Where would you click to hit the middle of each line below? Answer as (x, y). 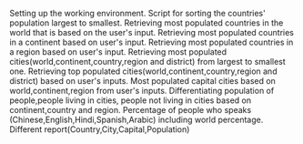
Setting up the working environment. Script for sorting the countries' (137, 13)
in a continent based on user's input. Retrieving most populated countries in (151, 42)
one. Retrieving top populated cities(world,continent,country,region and (143, 71)
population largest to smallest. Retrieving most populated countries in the (146, 23)
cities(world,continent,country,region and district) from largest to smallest (148, 62)
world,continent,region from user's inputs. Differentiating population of (142, 91)
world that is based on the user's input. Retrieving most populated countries (151, 32)
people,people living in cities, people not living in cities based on (131, 100)
